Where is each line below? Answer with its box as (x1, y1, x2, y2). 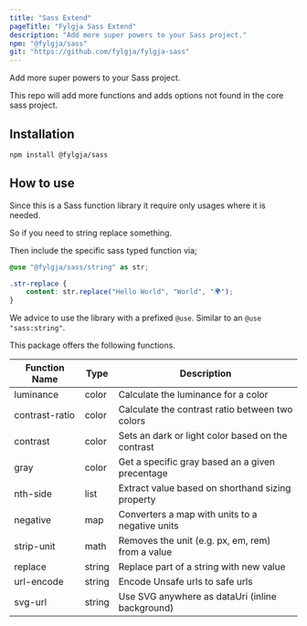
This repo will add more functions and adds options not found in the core (9, 90, 284, 101)
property (118, 494, 156, 506)
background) (118, 601, 175, 614)
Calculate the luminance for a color (118, 389, 269, 402)
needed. (9, 209, 41, 220)
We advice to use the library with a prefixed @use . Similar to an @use (9, 312, 262, 324)
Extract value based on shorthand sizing (118, 482, 291, 495)
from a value (118, 546, 173, 558)
